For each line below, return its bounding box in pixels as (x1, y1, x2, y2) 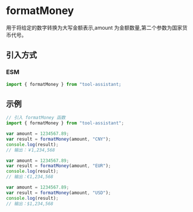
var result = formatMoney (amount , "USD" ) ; (6, 190, 111, 196)
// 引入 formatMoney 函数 (6, 115, 66, 121)
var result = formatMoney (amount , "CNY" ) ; (6, 136, 111, 142)
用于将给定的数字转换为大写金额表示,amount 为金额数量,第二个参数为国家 (6, 24, 182, 31)
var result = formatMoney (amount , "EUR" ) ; (6, 163, 111, 169)
